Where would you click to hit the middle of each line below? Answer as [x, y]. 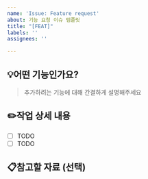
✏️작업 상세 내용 [39, 116]
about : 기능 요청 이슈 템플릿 [44, 20]
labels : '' [23, 33]
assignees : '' [27, 39]
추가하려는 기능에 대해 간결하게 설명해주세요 [83, 92]
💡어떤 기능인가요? [43, 74]
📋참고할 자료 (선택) [47, 168]
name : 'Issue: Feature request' [53, 13]
